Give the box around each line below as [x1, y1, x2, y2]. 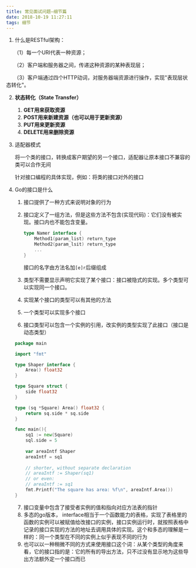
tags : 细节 [6, 19, 31, 25]
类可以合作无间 [14, 161, 51, 168]
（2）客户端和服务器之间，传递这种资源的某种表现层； [16, 61, 146, 68]
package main [14, 340, 47, 346]
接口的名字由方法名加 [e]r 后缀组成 [23, 264, 107, 271]
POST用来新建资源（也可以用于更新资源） [23, 114, 125, 121]
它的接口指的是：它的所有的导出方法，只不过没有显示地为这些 [34, 548, 184, 555]
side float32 [25, 389, 58, 395]
